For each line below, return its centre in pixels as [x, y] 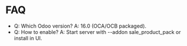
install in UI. [28, 38]
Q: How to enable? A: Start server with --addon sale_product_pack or [97, 32]
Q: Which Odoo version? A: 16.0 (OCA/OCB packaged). [80, 26]
